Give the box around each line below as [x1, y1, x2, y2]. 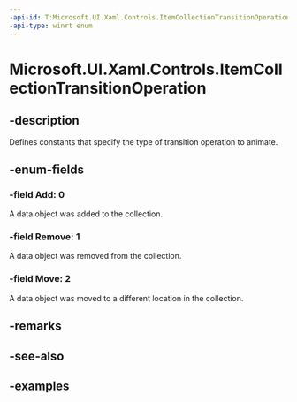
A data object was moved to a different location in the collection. [9, 292, 244, 303]
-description [9, 113, 80, 128]
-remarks [9, 319, 62, 334]
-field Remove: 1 [9, 231, 80, 243]
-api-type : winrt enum [9, 21, 93, 30]
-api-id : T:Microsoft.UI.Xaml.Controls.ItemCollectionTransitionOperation [9, 12, 291, 22]
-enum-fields [9, 162, 84, 177]
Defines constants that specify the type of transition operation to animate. [9, 136, 278, 147]
